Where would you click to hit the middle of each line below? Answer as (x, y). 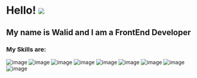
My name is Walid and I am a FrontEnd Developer (98, 32)
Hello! (21, 10)
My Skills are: (26, 49)
